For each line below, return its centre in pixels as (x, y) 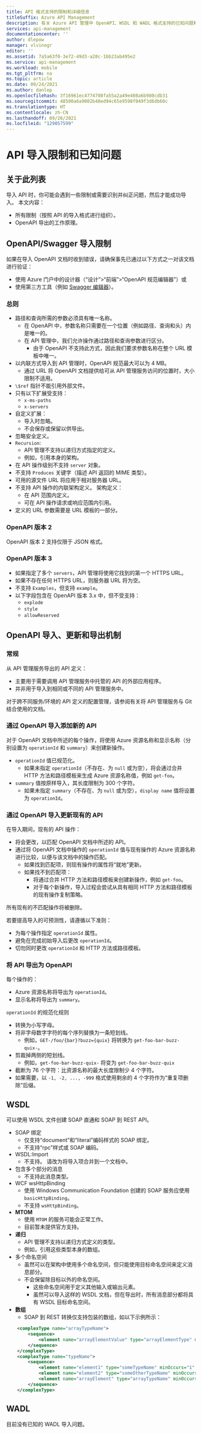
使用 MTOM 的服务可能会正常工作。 (65, 1220)
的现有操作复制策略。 (59, 895)
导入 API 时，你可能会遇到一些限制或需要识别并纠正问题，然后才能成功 (94, 195)
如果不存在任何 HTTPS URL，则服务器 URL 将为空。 (79, 580)
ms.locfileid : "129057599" (40, 124)
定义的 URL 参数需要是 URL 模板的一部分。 (68, 510)
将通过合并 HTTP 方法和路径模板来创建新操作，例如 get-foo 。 (109, 880)
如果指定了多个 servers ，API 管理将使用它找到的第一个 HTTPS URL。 (101, 572)
